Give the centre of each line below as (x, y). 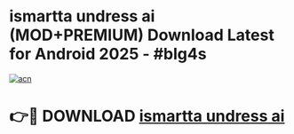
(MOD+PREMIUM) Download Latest (142, 35)
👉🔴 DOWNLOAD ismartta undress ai (147, 116)
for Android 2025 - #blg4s (108, 54)
